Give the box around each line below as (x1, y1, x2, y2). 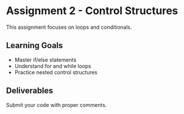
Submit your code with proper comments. (6, 101, 107, 108)
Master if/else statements (14, 56, 76, 63)
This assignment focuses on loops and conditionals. (6, 24, 132, 31)
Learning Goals (6, 41, 63, 51)
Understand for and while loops (14, 62, 91, 69)
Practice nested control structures (14, 69, 98, 76)
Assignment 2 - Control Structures (6, 4, 178, 18)
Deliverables (6, 86, 53, 96)
